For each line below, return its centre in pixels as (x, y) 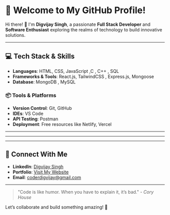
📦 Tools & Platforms (31, 95)
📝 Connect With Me (36, 155)
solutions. (15, 35)
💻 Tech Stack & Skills (40, 56)
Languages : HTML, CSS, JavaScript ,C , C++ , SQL (66, 71)
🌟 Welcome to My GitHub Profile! (75, 10)
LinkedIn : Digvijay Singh (38, 166)
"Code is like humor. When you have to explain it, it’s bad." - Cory (86, 192)
